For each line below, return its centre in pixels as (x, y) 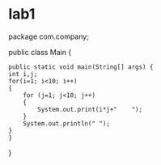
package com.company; (49, 36)
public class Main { (40, 52)
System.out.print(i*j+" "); (90, 109)
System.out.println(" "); (67, 123)
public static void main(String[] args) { (81, 67)
